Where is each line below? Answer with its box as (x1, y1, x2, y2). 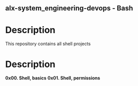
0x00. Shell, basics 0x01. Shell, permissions (5, 75, 100, 81)
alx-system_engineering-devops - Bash (5, 4, 133, 13)
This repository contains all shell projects (5, 41, 91, 47)
